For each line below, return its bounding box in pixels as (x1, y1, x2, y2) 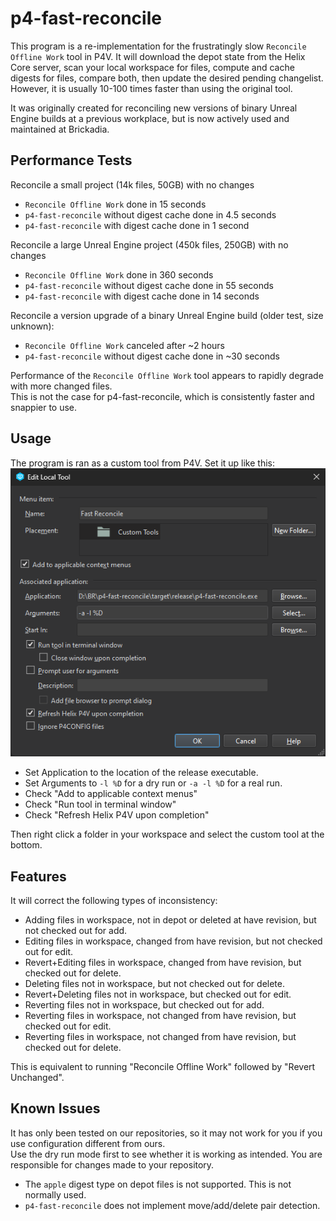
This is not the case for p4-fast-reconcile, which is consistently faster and (10, 390, 315, 402)
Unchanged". (10, 1072, 65, 1084)
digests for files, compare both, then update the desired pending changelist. (10, 72, 324, 84)
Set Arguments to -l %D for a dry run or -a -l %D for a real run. (24, 777, 283, 789)
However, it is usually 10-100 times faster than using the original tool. (10, 82, 293, 94)
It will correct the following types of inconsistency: (10, 895, 218, 907)
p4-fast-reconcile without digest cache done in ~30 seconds (24, 350, 280, 362)
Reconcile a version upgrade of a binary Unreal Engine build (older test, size (10, 309, 324, 321)
